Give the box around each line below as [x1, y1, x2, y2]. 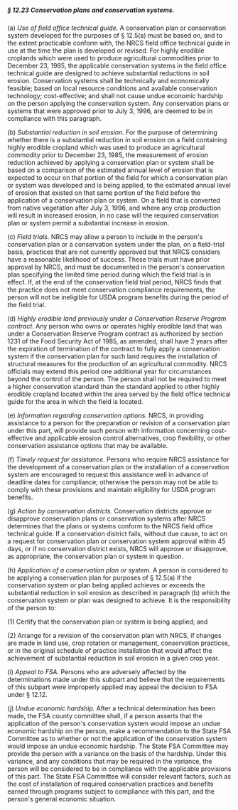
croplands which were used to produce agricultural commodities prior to [7, 53, 220, 62]
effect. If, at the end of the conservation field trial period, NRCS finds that [7, 277, 222, 286]
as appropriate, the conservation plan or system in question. [7, 552, 184, 560]
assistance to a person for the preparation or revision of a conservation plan [7, 418, 230, 427]
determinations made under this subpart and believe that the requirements [7, 675, 225, 683]
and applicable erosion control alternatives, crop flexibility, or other [34, 434, 231, 442]
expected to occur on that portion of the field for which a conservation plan [7, 173, 228, 181]
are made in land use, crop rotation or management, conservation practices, [7, 639, 230, 647]
